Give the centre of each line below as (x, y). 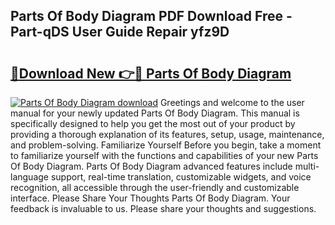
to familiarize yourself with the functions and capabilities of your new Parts (164, 155)
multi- (307, 166)
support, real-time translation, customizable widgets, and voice (181, 177)
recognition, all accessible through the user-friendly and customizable (155, 187)
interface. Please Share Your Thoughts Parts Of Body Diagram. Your (150, 198)
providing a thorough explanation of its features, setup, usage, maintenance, (167, 134)
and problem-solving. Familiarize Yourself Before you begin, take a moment (166, 145)
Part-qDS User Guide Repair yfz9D (120, 32)
